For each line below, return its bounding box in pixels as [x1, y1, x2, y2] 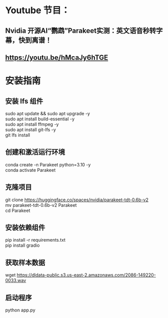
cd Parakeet [5, 207, 30, 213]
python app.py [5, 307, 36, 313]
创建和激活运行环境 [5, 148, 65, 157]
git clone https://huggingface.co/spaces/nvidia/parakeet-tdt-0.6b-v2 [5, 197, 149, 203]
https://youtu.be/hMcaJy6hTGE [5, 53, 108, 62]
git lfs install [5, 132, 30, 138]
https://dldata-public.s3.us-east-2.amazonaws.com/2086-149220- [17, 272, 156, 278]
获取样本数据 [5, 258, 45, 267]
